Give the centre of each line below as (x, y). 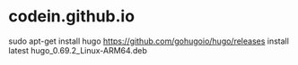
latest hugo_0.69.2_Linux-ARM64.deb (78, 50)
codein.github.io (72, 16)
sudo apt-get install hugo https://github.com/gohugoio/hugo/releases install (149, 41)
